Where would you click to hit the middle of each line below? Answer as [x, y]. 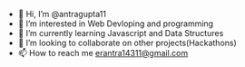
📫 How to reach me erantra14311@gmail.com [103, 53]
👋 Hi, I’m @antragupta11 [62, 14]
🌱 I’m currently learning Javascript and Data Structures [121, 33]
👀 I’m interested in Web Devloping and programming [116, 24]
